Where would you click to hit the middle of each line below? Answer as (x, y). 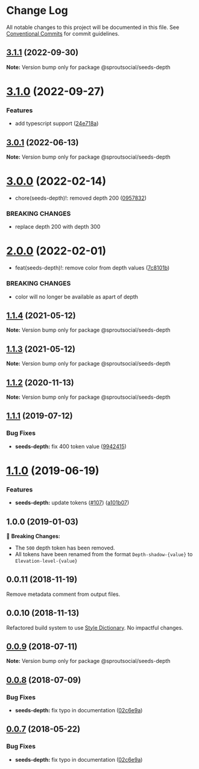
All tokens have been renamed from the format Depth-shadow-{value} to (104, 554)
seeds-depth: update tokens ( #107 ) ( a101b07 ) (72, 503)
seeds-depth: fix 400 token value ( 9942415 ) (71, 446)
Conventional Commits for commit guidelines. (63, 33)
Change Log (37, 11)
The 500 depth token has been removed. (65, 548)
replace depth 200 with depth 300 (58, 227)
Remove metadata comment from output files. (63, 594)
